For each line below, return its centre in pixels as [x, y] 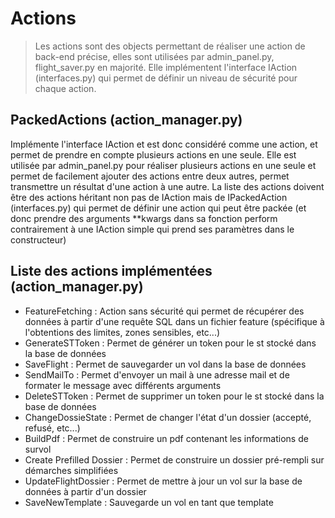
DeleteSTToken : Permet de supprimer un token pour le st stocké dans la [174, 396]
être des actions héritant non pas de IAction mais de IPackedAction [149, 197]
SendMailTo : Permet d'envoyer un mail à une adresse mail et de [157, 374]
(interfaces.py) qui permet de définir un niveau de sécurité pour [166, 78]
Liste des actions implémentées [111, 271]
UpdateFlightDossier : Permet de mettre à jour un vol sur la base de [163, 481]
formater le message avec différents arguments [123, 385]
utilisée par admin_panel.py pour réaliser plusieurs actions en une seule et [163, 165]
